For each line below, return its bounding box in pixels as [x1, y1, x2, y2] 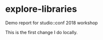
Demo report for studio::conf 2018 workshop [5, 20, 98, 26]
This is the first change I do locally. [5, 29, 78, 35]
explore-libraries [5, 3, 77, 15]
